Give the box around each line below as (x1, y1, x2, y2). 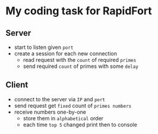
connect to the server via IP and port (14, 95, 105, 102)
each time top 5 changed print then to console (23, 121, 137, 128)
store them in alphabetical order (23, 114, 104, 121)
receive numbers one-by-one (14, 108, 87, 116)
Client (5, 80, 29, 90)
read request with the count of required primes (23, 57, 137, 63)
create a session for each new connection (14, 50, 117, 57)
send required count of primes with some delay (23, 63, 139, 70)
